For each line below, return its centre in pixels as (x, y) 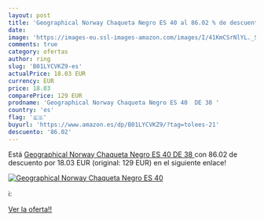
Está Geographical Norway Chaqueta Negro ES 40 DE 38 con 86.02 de (123, 154)
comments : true (33, 45)
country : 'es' (31, 110)
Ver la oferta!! (30, 209)
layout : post (29, 15)
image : (19, 37)
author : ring (29, 60)
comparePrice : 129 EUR (45, 96)
